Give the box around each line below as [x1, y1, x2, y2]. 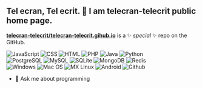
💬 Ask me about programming [15, 75, 90, 82]
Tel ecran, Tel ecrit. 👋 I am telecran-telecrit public [6, 6, 196, 16]
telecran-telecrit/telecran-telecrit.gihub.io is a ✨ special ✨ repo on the [6, 32, 187, 39]
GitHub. [6, 38, 25, 46]
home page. [6, 16, 53, 26]
